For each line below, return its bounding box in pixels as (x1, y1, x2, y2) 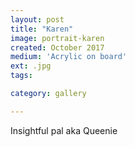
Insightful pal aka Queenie (10, 124, 118, 136)
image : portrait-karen (10, 33, 105, 43)
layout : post (10, 14, 65, 25)
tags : (10, 71, 33, 81)
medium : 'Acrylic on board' (10, 52, 128, 62)
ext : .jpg (10, 61, 52, 71)
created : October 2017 (10, 42, 105, 53)
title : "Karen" (10, 24, 74, 34)
